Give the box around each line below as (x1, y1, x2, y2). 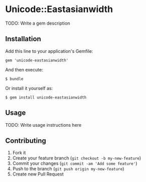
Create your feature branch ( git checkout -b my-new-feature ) (12, 155, 141, 161)
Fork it (12, 150, 26, 156)
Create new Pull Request (12, 171, 64, 177)
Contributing (5, 136, 46, 145)
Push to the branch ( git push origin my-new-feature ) (12, 166, 124, 172)
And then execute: (5, 66, 43, 72)
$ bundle (5, 76, 24, 81)
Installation (5, 35, 41, 43)
